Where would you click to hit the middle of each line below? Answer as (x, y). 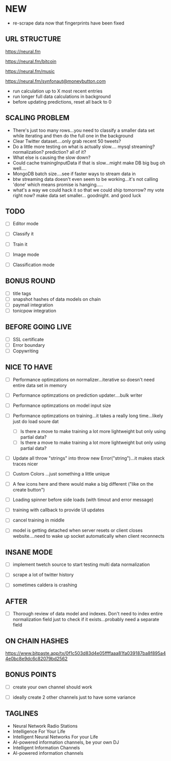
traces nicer (25, 464)
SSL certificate (28, 339)
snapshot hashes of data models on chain (57, 299)
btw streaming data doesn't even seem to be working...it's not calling (85, 179)
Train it (20, 244)
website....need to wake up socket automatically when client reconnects (89, 536)
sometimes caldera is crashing (45, 585)
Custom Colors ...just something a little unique (61, 474)
